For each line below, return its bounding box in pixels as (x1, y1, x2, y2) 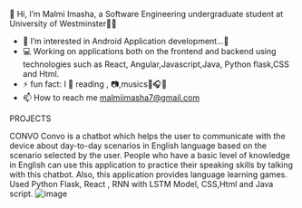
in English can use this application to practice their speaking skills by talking (9, 159, 293, 170)
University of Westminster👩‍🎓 (9, 18, 117, 29)
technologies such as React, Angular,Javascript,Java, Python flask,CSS (22, 59, 290, 70)
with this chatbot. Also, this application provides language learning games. (9, 169, 287, 180)
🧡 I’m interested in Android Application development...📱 (22, 36, 229, 46)
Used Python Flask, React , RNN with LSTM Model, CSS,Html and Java (9, 179, 274, 189)
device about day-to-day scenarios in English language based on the (9, 140, 268, 151)
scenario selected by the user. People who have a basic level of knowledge (9, 150, 290, 160)
